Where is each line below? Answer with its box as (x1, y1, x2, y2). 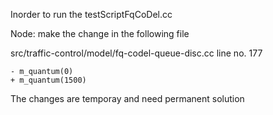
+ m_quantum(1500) (10, 75, 87, 85)
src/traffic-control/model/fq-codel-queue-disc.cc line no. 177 (10, 47, 263, 59)
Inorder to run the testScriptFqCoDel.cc (10, 9, 173, 20)
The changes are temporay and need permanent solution (10, 93, 245, 104)
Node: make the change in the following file (10, 28, 190, 39)
